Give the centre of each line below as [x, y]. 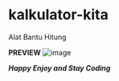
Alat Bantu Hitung [37, 37]
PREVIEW [25, 52]
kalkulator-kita [58, 15]
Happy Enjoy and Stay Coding [59, 68]
